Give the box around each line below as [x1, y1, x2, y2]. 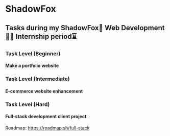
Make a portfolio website [5, 62, 59, 69]
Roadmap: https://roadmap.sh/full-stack [5, 125, 90, 131]
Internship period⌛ [15, 32, 77, 41]
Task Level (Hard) [5, 101, 50, 108]
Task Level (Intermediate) [5, 75, 70, 82]
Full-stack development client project [5, 114, 87, 120]
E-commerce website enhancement [5, 88, 83, 94]
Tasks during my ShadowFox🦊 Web [5, 24, 120, 32]
